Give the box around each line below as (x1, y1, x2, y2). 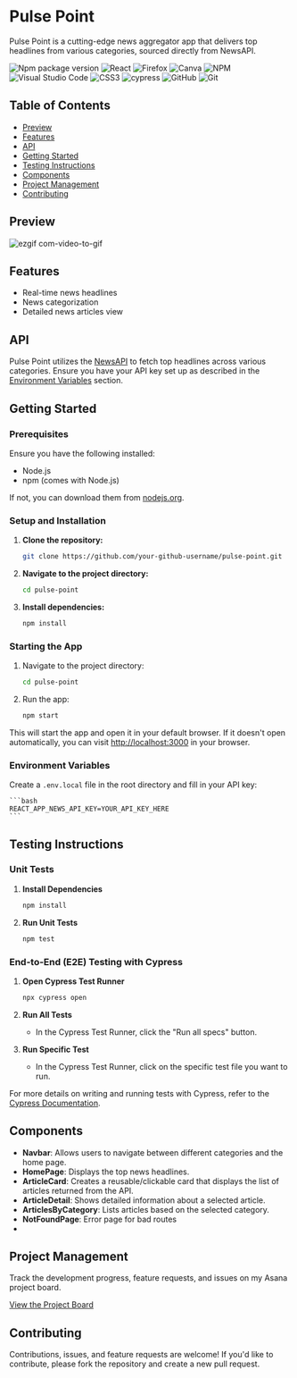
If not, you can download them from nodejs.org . (9, 492, 185, 502)
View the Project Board (9, 1299, 94, 1310)
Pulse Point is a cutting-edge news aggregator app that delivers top (9, 36, 258, 46)
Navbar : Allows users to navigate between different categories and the (21, 1147, 284, 1158)
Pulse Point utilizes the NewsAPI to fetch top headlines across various (9, 356, 266, 367)
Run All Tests (21, 1009, 73, 1020)
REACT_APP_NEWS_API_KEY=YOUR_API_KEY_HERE (9, 804, 169, 814)
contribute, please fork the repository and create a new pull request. (9, 1358, 260, 1369)
